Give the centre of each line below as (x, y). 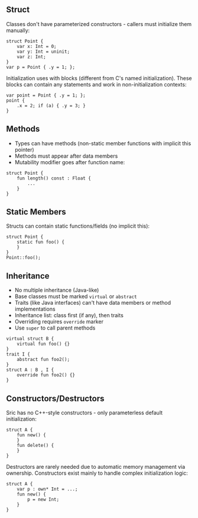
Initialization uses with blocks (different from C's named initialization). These (99, 78)
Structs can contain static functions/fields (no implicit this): (78, 226)
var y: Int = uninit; (43, 52)
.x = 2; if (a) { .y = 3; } (51, 105)
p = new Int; (43, 500)
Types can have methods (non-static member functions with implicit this (103, 143)
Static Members (36, 212)
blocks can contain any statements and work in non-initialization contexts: (96, 84)
